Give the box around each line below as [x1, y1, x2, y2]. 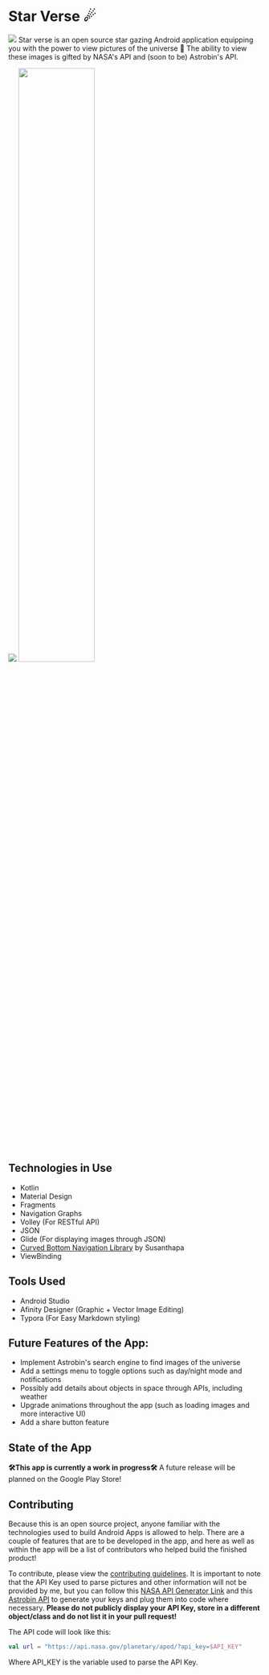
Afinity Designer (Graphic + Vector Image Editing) [19, 1304, 185, 1314]
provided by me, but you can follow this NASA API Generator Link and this [8, 1586, 253, 1595]
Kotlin [19, 1182, 39, 1192]
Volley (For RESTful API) [19, 1217, 100, 1227]
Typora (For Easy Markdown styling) [19, 1313, 141, 1322]
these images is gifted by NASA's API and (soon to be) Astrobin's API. [8, 52, 239, 61]
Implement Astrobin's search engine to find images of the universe [19, 1358, 241, 1368]
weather [19, 1392, 48, 1401]
